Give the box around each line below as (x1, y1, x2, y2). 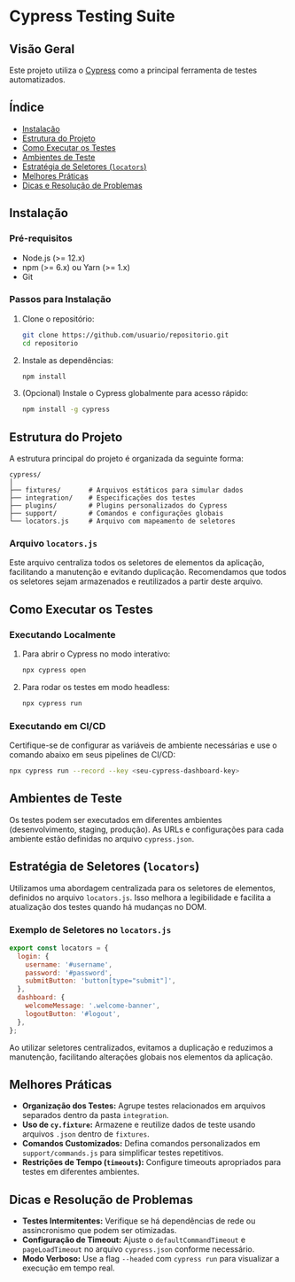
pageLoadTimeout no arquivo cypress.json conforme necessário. (21, 1244, 255, 1255)
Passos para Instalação (9, 293, 112, 306)
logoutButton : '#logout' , (25, 1009, 121, 1018)
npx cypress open (21, 666, 87, 675)
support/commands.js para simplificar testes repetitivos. (21, 1147, 224, 1158)
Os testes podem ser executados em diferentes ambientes (9, 814, 223, 825)
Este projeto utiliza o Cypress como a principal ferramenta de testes (9, 65, 258, 75)
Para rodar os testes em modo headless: (21, 681, 170, 692)
